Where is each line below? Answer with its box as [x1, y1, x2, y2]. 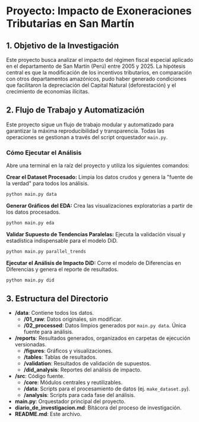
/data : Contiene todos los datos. [14, 310, 94, 317]
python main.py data [6, 192, 58, 198]
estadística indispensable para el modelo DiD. [6, 237, 118, 244]
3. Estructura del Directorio [6, 293, 109, 304]
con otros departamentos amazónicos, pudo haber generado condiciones [6, 76, 187, 82]
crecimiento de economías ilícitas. [6, 88, 90, 95]
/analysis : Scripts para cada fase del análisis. [23, 392, 135, 399]
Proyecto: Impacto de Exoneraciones [6, 4, 192, 18]
